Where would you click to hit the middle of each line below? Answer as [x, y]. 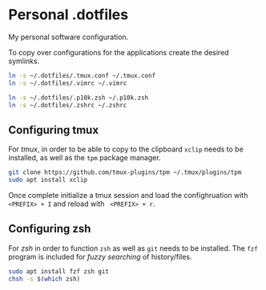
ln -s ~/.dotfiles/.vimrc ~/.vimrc [68, 83]
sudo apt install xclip [48, 180]
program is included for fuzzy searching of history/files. [100, 256]
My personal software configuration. [69, 37]
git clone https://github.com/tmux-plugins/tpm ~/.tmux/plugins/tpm [125, 173]
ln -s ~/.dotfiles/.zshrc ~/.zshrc [68, 105]
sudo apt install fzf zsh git [59, 271]
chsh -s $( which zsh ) [44, 279]
